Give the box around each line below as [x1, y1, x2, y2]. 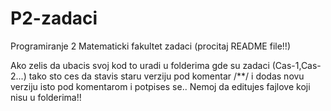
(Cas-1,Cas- [271, 59, 322, 71]
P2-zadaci [10, 7, 98, 30]
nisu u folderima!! [10, 91, 82, 103]
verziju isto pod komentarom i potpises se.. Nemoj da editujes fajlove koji [10, 80, 311, 92]
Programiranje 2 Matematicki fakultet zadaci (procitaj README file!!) [10, 40, 291, 52]
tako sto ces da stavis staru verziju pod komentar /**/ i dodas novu [28, 70, 305, 82]
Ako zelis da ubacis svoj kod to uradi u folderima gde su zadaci [10, 59, 270, 71]
